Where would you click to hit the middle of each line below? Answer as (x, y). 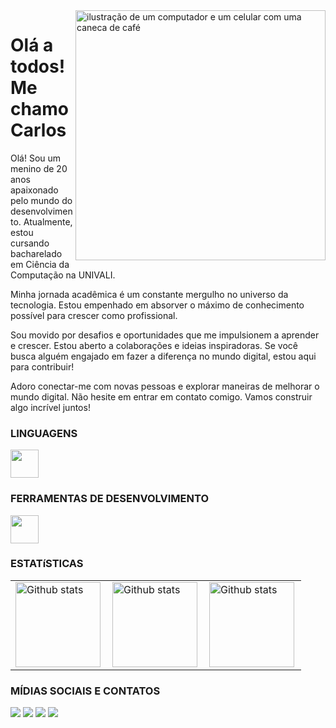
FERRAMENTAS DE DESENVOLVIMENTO (110, 499)
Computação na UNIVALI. (63, 275)
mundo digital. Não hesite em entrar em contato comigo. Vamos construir (161, 396)
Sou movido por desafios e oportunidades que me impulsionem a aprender (165, 335)
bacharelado (36, 253)
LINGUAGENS (44, 433)
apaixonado (34, 190)
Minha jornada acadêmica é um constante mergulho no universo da (149, 294)
